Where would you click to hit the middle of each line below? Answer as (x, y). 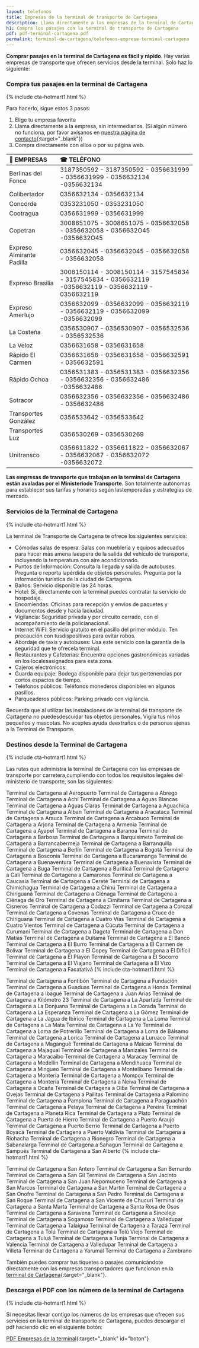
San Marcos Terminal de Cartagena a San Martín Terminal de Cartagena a (96, 1187)
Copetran (22, 231)
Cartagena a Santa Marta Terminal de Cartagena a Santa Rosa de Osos (93, 1206)
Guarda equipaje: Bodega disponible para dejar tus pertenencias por (98, 673)
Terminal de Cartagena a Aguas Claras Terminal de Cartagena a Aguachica (98, 805)
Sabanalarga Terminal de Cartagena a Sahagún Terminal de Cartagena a (94, 1145)
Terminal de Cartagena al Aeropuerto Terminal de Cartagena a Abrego (92, 793)
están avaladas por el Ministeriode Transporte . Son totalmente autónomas (98, 483)
